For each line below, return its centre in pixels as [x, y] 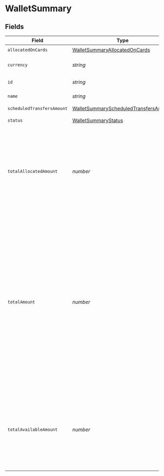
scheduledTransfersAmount [38, 108]
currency [18, 65]
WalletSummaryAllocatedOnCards [111, 50]
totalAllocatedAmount [32, 172]
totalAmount [21, 302]
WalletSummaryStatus [98, 120]
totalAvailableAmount [32, 430]
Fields [15, 27]
